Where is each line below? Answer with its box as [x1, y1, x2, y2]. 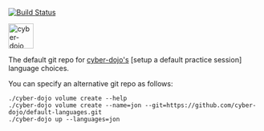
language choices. [8, 64, 70, 73]
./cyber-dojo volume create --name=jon [8, 101, 142, 109]
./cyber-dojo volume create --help [8, 94, 128, 102]
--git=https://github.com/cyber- [144, 101, 257, 109]
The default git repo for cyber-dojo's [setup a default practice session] [8, 55, 242, 64]
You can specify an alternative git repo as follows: [8, 79, 173, 88]
